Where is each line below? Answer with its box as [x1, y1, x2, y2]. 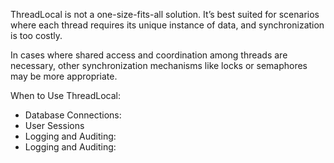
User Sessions [24, 120, 85, 131]
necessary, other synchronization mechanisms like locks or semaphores [10, 60, 308, 71]
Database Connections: [24, 109, 122, 121]
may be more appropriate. [10, 70, 118, 82]
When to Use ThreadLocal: [10, 90, 121, 101]
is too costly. [10, 30, 63, 41]
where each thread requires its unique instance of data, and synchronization [10, 19, 325, 31]
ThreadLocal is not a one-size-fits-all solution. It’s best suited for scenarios [10, 9, 320, 20]
